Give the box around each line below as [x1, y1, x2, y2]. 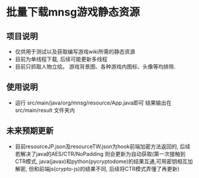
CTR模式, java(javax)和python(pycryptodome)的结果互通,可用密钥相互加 [14, 158, 193, 165]
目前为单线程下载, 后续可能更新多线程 [14, 56, 108, 63]
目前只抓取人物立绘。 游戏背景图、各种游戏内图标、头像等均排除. [14, 63, 176, 70]
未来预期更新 [6, 126, 54, 136]
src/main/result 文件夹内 [14, 106, 76, 113]
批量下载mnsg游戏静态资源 [6, 5, 140, 19]
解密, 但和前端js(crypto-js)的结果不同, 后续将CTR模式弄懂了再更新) [14, 165, 180, 172]
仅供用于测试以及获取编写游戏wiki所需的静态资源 [14, 48, 135, 55]
